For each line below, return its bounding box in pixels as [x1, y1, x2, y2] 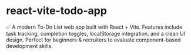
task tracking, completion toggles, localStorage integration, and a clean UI [6, 30, 186, 37]
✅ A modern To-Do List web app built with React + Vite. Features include [6, 23, 183, 30]
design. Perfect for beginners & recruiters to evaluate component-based [6, 36, 181, 43]
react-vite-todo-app [6, 4, 108, 18]
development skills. [6, 42, 53, 49]
